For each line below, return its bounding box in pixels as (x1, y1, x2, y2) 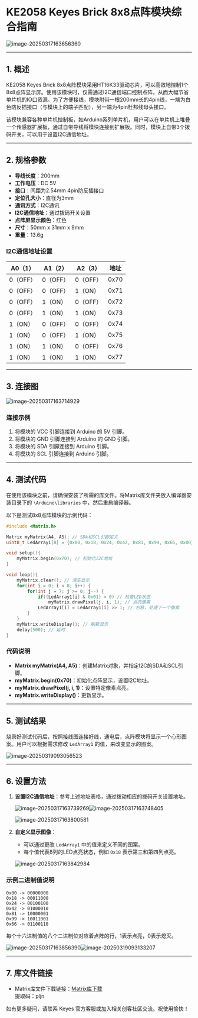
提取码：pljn (14, 992, 45, 1000)
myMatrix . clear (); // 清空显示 (16, 577, 90, 583)
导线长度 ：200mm (14, 172, 60, 179)
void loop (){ (6, 572, 38, 578)
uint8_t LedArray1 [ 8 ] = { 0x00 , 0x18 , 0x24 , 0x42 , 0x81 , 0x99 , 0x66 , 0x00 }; (6, 539, 196, 545)
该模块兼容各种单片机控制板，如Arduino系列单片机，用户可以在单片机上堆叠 (6, 116, 190, 123)
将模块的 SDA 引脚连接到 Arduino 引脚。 (14, 442, 113, 450)
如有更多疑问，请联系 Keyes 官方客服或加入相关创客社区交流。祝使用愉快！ (6, 1005, 189, 1012)
